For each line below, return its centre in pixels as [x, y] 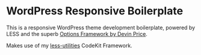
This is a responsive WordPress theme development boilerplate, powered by [101, 27]
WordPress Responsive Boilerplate [95, 11]
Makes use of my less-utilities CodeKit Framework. [69, 45]
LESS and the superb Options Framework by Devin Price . [77, 33]
